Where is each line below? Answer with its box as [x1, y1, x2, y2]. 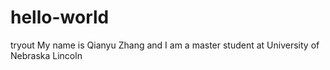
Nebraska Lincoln [10, 49, 83, 61]
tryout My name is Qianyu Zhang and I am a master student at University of [10, 39, 320, 51]
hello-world [10, 6, 110, 29]
